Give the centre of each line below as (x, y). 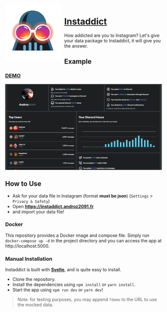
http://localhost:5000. (27, 246)
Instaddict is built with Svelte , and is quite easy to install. (63, 270)
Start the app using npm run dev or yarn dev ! (58, 290)
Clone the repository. (34, 279)
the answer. (76, 46)
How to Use (23, 184)
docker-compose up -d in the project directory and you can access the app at (83, 240)
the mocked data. (35, 305)
